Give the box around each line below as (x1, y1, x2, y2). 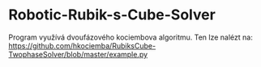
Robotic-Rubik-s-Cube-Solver (8, 6, 216, 24)
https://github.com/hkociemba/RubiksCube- (8, 40, 156, 50)
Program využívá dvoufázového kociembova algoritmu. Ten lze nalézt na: (8, 32, 253, 42)
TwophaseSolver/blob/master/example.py (8, 49, 148, 59)
